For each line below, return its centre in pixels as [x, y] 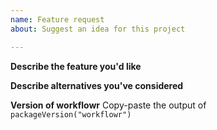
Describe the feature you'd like [76, 66]
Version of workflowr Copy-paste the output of [108, 105]
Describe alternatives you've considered [97, 85]
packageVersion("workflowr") [71, 114]
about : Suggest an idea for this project [98, 29]
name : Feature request [57, 19]
